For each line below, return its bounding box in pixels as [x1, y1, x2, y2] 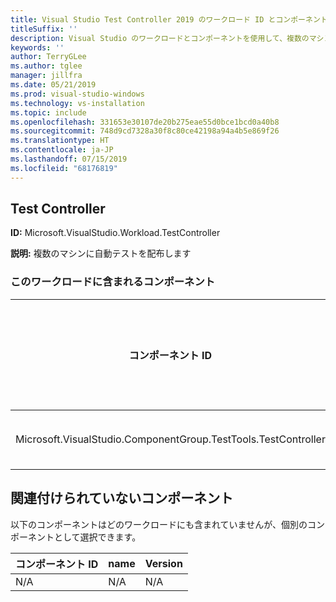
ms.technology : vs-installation [10, 98, 145, 108]
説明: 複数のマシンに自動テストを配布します [10, 247, 192, 260]
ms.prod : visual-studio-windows [10, 89, 145, 99]
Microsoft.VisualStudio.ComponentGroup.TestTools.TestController [15, 432, 326, 446]
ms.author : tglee [10, 61, 83, 71]
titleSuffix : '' [10, 24, 78, 34]
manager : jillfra [10, 71, 83, 81]
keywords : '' [10, 42, 65, 53]
